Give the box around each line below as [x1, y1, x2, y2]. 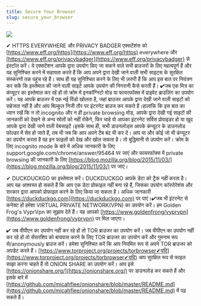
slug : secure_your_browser [6, 14, 73, 20]
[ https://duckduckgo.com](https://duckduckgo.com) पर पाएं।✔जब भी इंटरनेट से [6, 194, 188, 202]
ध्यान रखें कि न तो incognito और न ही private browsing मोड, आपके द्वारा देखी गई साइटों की [6, 109, 191, 116]
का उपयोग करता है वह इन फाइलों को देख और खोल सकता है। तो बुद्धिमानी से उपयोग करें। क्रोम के [6, 135, 190, 143]
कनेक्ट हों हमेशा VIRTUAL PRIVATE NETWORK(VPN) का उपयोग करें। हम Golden [6, 201, 181, 209]
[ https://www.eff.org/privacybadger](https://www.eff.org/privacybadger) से [6, 55, 190, 63]
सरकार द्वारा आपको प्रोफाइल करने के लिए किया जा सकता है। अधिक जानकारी [6, 188, 151, 195]
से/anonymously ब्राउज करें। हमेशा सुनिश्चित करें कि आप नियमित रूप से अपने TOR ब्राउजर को [6, 240, 192, 248]
